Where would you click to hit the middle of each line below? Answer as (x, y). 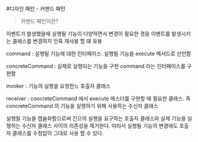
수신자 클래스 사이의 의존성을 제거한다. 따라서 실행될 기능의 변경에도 (100, 126)
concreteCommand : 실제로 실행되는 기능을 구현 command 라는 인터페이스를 (96, 66)
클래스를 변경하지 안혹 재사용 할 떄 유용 (57, 41)
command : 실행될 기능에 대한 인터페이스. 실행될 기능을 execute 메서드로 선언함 (99, 54)
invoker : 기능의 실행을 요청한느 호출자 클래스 (58, 86)
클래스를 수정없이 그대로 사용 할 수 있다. (58, 133)
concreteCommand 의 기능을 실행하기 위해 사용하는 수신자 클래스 (82, 106)
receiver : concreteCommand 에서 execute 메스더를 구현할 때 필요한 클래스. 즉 (98, 98)
